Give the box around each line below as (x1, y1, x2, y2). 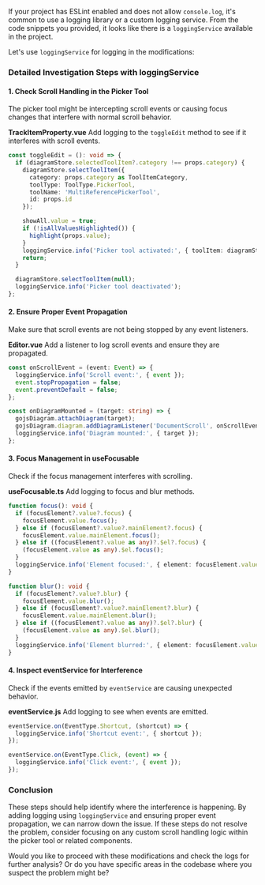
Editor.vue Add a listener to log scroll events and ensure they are (8, 340, 220, 350)
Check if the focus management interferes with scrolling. (8, 472, 193, 481)
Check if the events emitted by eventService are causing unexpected (8, 683, 233, 692)
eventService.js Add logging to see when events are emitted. (8, 706, 209, 716)
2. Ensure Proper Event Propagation (8, 307, 128, 317)
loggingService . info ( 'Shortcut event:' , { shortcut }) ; (15, 729, 203, 737)
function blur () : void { (8, 582, 90, 590)
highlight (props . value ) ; (28, 232, 111, 239)
